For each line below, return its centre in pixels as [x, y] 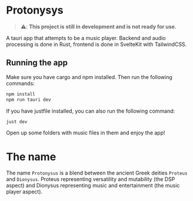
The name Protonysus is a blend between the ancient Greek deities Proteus [97, 173]
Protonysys [35, 10]
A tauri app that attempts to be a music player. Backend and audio [86, 38]
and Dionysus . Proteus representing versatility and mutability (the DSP [91, 179]
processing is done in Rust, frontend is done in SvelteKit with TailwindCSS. [96, 44]
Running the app [37, 63]
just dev [17, 121]
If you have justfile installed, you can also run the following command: [91, 111]
